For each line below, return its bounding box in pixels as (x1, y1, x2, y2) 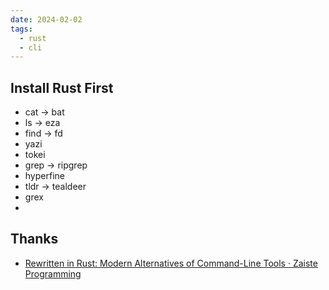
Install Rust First (10, 79, 114, 96)
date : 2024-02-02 (10, 14, 83, 25)
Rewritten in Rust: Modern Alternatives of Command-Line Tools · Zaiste (24, 257, 318, 269)
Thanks (10, 231, 59, 248)
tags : (10, 24, 33, 34)
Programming (24, 267, 82, 280)
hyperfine (24, 170, 65, 182)
